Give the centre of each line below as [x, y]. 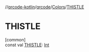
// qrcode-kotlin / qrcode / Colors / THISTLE [45, 7]
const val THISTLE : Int [27, 45]
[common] [15, 39]
